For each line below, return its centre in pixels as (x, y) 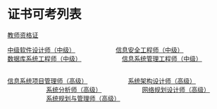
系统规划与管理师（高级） (83, 98)
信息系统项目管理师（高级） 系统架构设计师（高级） (101, 80)
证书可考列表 (45, 14)
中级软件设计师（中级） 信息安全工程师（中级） (95, 50)
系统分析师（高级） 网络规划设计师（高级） (128, 89)
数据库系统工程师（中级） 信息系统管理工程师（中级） (105, 58)
